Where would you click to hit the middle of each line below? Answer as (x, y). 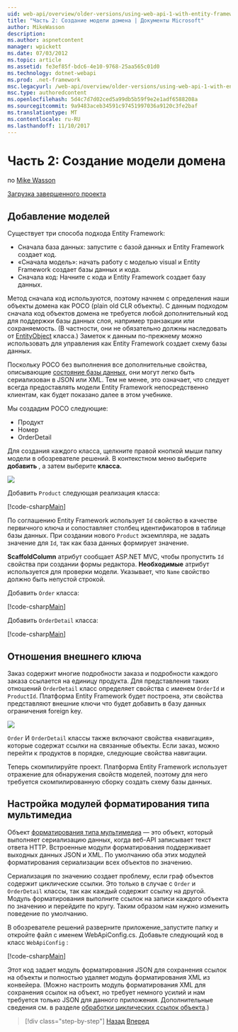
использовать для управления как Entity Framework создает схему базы (117, 343)
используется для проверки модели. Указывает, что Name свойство (109, 572)
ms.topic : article (34, 60)
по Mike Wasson (32, 180)
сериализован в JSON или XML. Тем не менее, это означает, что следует (119, 380)
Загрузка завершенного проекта (57, 194)
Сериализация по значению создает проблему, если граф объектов (110, 876)
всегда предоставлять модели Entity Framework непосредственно (108, 387)
